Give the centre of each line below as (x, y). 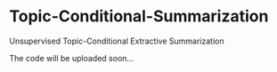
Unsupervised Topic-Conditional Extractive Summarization (117, 41)
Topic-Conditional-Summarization (139, 16)
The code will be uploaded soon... (72, 58)
